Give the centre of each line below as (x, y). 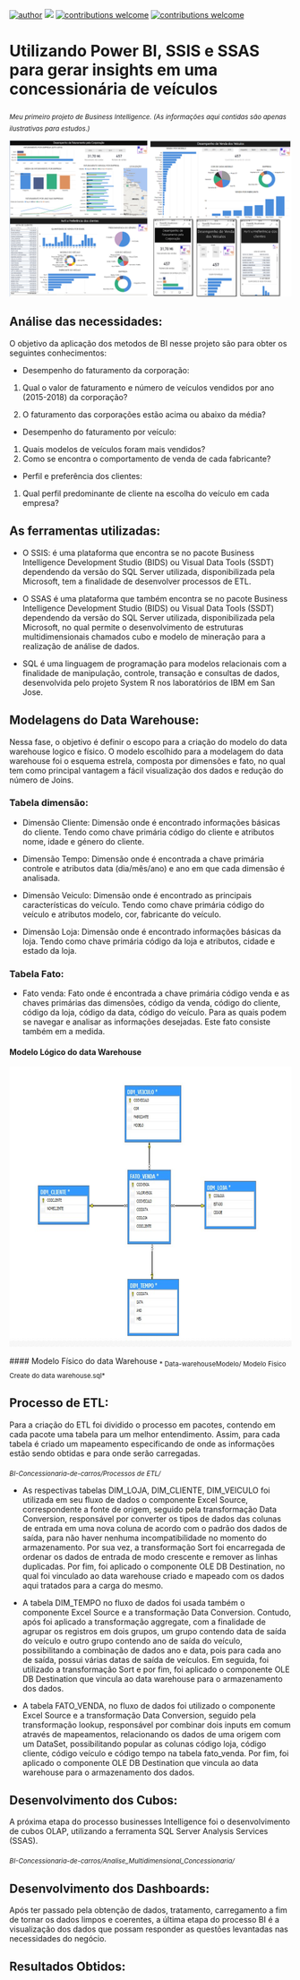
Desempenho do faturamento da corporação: (106, 370)
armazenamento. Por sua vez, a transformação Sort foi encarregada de (154, 1547)
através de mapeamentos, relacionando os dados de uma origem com (151, 1734)
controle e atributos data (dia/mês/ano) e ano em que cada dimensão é (153, 868)
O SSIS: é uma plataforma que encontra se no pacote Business (138, 553)
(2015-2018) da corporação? (75, 397)
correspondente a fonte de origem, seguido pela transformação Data (150, 1509)
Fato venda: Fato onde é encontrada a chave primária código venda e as (156, 993)
